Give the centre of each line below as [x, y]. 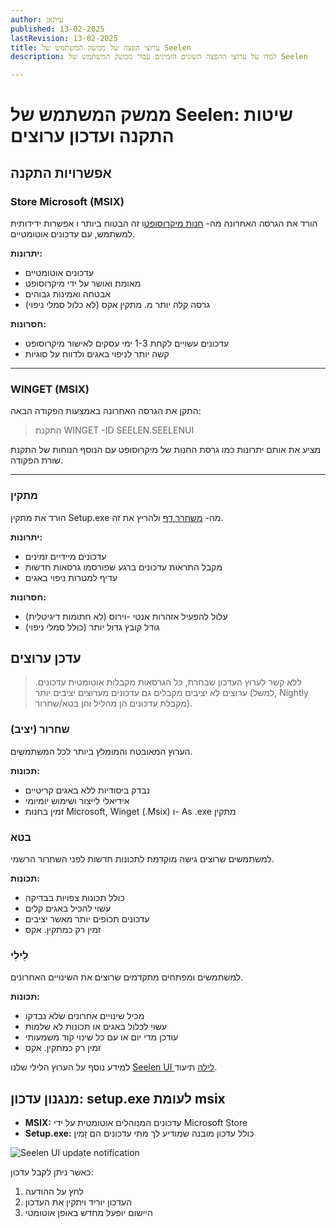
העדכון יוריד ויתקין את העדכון [78, 1202]
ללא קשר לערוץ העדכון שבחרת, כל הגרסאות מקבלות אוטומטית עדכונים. [168, 682]
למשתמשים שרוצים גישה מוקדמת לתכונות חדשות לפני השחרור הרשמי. [142, 859]
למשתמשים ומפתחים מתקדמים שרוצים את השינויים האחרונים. [127, 977]
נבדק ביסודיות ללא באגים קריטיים [87, 790]
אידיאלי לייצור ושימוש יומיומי [77, 800]
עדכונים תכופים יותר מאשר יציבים [87, 919]
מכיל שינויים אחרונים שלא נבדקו [84, 1016]
